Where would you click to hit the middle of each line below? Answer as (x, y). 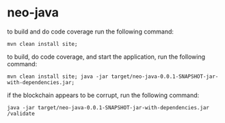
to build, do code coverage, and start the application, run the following (106, 57)
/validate (21, 113)
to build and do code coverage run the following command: (91, 31)
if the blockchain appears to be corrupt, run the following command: (103, 95)
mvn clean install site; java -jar (58, 77)
